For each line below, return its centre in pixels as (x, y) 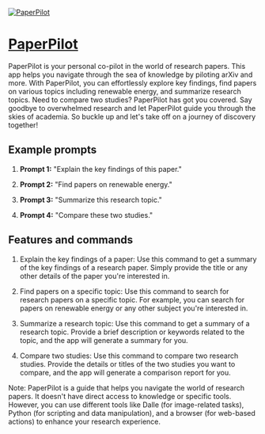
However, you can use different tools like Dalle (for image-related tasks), (126, 405)
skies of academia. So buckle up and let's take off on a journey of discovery (132, 116)
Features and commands (70, 240)
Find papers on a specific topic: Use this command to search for (124, 291)
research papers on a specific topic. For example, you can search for (132, 299)
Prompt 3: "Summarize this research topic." (91, 200)
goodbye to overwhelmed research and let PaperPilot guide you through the (132, 108)
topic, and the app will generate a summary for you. (104, 340)
